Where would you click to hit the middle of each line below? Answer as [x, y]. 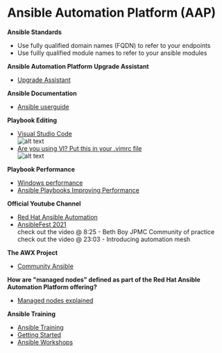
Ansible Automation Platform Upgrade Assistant [78, 66]
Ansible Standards [35, 32]
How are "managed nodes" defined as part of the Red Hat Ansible [104, 279]
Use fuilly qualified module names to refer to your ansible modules [112, 53]
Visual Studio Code [45, 133]
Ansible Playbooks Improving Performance [78, 190]
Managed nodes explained [55, 300]
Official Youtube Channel [44, 204]
